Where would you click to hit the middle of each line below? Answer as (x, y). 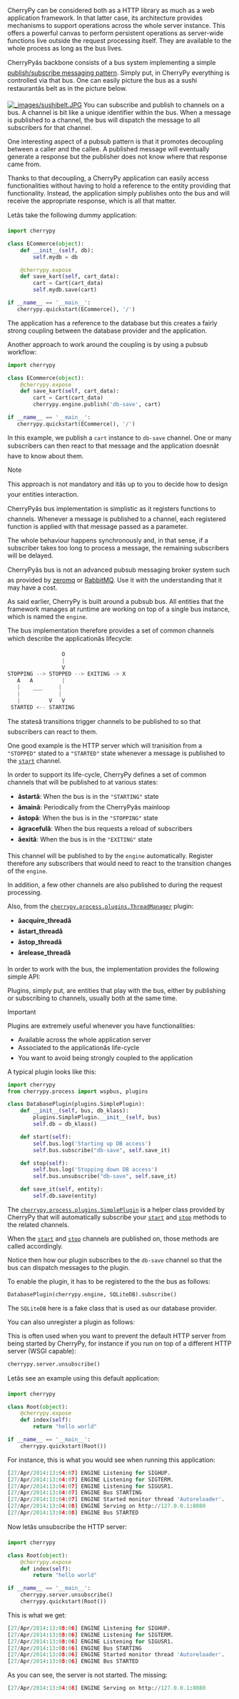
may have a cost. (32, 588)
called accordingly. (35, 1246)
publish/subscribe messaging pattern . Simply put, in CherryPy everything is (119, 73)
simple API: (24, 977)
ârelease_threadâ (44, 952)
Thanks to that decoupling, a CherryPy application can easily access (108, 178)
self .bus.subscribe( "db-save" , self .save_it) (102, 1150)
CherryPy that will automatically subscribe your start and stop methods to (117, 1217)
